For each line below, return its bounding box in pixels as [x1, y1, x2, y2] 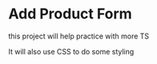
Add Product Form [8, 5, 132, 23]
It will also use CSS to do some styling [8, 46, 135, 56]
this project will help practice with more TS [8, 31, 150, 41]
